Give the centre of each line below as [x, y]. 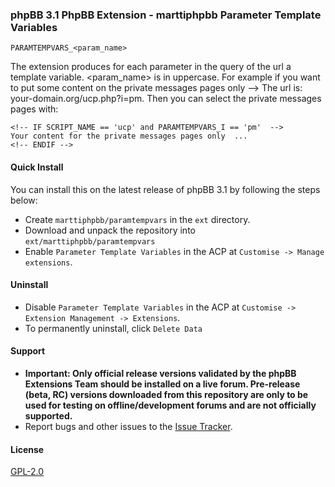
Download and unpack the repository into [110, 230]
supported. [48, 415]
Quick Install [37, 167]
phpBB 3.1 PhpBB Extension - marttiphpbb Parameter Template [166, 15]
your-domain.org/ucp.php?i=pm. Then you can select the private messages [166, 99]
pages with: [34, 109]
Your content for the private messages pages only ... [129, 136]
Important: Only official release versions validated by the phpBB [160, 373]
